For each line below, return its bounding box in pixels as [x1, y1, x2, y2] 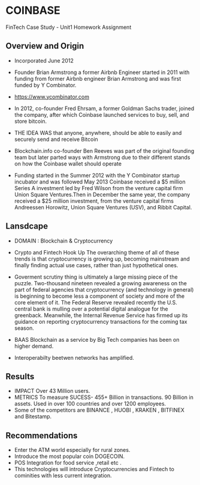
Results [5, 371, 35, 382]
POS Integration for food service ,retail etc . [14, 459, 122, 466]
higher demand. [14, 342, 54, 350]
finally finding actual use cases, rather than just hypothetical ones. [14, 261, 178, 268]
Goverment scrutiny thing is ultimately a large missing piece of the [14, 273, 178, 280]
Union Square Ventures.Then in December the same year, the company [14, 191, 190, 198]
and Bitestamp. [14, 413, 52, 420]
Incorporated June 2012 [14, 57, 74, 64]
